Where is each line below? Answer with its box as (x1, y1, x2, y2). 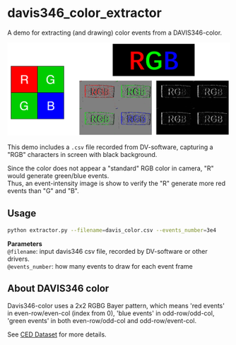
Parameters (7, 239, 42, 248)
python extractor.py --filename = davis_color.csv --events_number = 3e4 (7, 227, 217, 234)
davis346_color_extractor (7, 5, 163, 21)
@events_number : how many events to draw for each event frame (7, 262, 193, 270)
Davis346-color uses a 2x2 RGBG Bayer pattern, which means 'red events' (7, 301, 225, 310)
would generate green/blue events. (7, 172, 110, 180)
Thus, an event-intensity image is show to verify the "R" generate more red (7, 179, 226, 188)
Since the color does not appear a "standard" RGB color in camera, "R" (7, 164, 214, 172)
